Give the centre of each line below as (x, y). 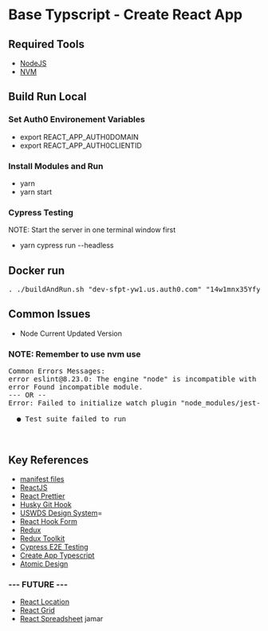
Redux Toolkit (42, 538)
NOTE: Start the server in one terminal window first (92, 230)
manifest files (42, 479)
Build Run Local (47, 97)
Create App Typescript (57, 555)
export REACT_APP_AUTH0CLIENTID (81, 145)
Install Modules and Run (56, 166)
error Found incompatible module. (76, 387)
